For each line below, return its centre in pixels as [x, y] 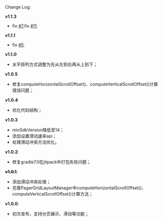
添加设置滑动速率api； [34, 136]
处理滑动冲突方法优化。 [36, 142]
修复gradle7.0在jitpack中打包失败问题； [51, 162]
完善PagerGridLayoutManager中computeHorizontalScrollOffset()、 [79, 188]
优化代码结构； [27, 110]
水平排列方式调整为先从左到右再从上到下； [55, 64]
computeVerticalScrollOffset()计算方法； [53, 194]
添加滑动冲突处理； [31, 182]
